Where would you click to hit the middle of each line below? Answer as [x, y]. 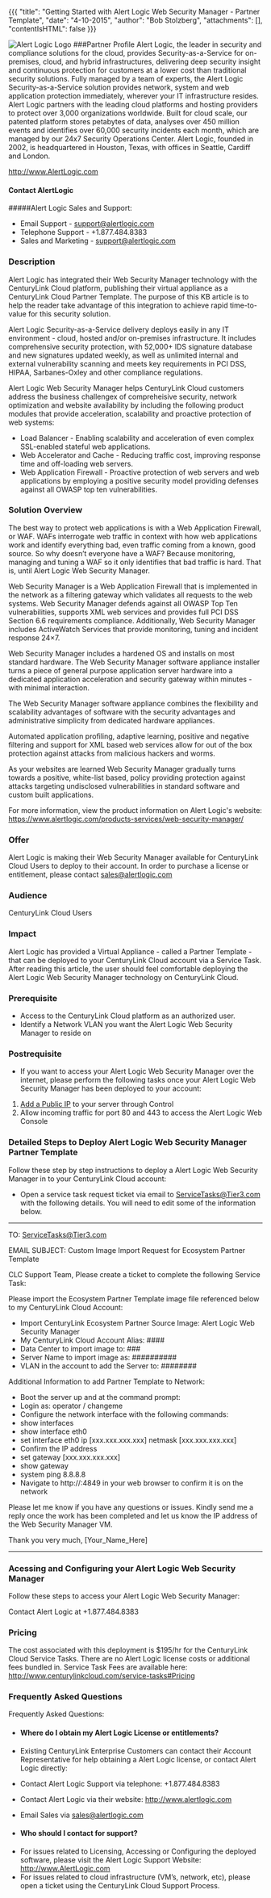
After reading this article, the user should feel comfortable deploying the [128, 969]
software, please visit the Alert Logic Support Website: [110, 1859]
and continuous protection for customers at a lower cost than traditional [127, 70]
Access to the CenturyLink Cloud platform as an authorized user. [127, 1016]
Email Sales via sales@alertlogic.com [81, 1815]
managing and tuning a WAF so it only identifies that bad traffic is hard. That [135, 562]
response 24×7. [34, 638]
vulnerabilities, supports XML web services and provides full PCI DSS [124, 612]
